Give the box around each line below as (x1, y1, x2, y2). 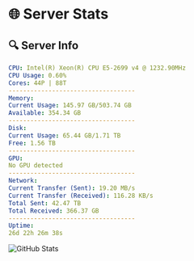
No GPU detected (8, 162, 63, 170)
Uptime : (8, 221, 35, 230)
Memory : (8, 94, 35, 102)
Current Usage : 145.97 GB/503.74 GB (8, 102, 132, 110)
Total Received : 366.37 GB (8, 207, 99, 215)
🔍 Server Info (8, 38, 79, 53)
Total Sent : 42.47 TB (8, 199, 82, 207)
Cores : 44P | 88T (8, 78, 67, 87)
